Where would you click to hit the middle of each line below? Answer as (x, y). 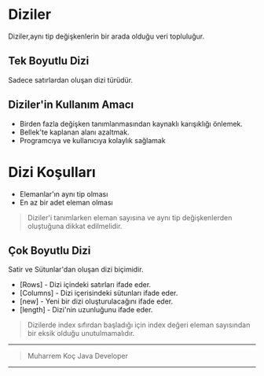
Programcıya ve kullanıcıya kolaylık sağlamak (93, 140)
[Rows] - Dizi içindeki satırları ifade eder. (85, 285)
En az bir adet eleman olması (66, 202)
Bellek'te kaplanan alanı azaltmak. (74, 132)
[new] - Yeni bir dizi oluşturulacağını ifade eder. (96, 301)
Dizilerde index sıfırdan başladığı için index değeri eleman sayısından (139, 325)
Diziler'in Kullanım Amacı (71, 105)
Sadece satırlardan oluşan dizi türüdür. (71, 79)
